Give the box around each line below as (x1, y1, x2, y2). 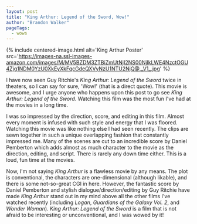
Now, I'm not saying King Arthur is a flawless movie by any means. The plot (6, 168, 188, 175)
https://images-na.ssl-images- (18, 53, 93, 60)
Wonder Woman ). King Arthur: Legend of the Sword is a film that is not (6, 205, 177, 212)
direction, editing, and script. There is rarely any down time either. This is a (6, 150, 186, 157)
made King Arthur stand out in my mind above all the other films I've (6, 193, 171, 200)
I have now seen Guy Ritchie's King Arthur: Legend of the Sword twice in (6, 77, 182, 84)
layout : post (6, 8, 38, 15)
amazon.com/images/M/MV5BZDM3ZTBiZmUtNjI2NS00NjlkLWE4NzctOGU (6, 59, 189, 66)
